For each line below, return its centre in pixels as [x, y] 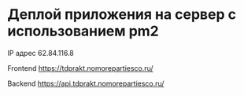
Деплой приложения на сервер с [122, 15]
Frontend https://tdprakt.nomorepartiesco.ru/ [81, 68]
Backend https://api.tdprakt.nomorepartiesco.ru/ [86, 83]
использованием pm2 [83, 31]
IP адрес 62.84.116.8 [41, 53]
